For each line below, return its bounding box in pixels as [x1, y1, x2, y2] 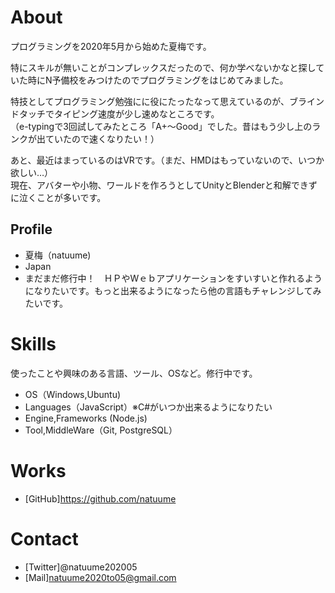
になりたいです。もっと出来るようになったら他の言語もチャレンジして [24, 284, 313, 296]
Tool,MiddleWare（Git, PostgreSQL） [24, 424, 178, 436]
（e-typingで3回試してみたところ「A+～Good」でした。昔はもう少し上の [10, 120, 313, 132]
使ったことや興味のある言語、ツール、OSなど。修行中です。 [10, 367, 258, 379]
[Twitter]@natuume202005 [24, 561, 138, 573]
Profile [10, 221, 53, 238]
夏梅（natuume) [24, 249, 92, 261]
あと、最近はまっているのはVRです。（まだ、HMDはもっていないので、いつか [10, 154, 325, 166]
